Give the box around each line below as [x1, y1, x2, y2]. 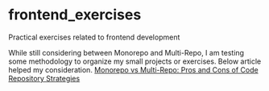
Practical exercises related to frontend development [8, 32, 180, 42]
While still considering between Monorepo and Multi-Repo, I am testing [8, 48, 244, 57]
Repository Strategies [8, 73, 81, 83]
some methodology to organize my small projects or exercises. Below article [8, 56, 262, 66]
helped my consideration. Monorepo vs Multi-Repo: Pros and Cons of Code [8, 64, 259, 74]
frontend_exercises [8, 6, 142, 24]
